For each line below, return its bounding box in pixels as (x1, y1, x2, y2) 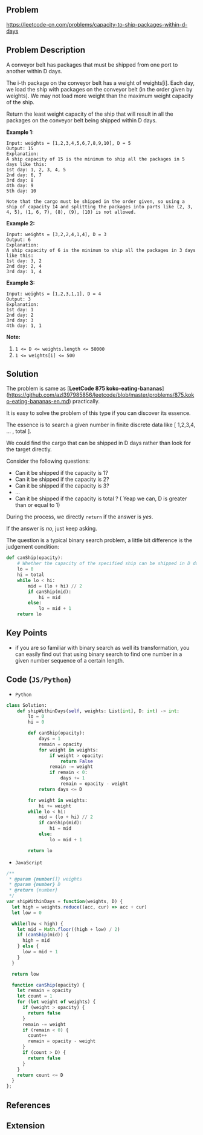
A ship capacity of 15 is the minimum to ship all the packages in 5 (6, 156, 185, 162)
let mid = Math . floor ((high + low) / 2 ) (17, 926, 120, 932)
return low (11, 971, 39, 977)
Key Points (6, 628, 48, 638)
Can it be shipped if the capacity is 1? (14, 469, 109, 477)
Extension (6, 1120, 45, 1131)
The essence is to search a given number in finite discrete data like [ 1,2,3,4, (6, 421, 196, 429)
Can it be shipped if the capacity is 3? (14, 482, 110, 489)
